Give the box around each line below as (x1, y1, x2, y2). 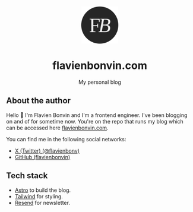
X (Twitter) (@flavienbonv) (14, 147, 80, 154)
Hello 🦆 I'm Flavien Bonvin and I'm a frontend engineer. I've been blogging (6, 111, 188, 119)
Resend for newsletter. (14, 199, 70, 206)
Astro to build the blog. (14, 186, 71, 194)
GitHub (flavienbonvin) (14, 153, 71, 160)
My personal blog (78, 78, 122, 86)
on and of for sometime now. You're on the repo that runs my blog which (6, 118, 184, 125)
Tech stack (6, 170, 48, 181)
